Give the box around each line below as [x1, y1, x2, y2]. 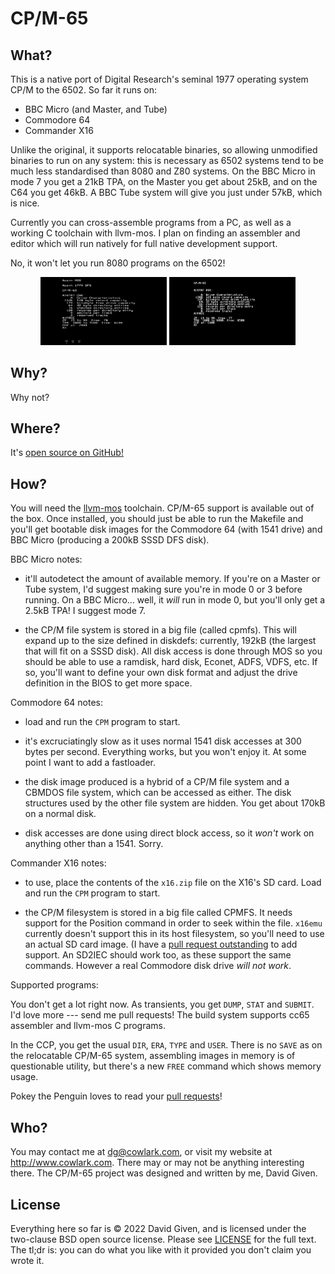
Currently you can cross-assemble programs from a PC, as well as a [10, 217, 292, 228]
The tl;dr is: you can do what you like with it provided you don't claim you [10, 1243, 312, 1256]
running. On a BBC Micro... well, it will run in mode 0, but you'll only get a [24, 594, 326, 606]
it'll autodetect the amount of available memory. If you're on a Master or [24, 573, 321, 585]
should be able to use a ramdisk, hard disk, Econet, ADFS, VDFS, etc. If [24, 656, 318, 668]
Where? [10, 420, 61, 437]
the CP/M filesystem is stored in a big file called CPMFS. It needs [24, 907, 293, 919]
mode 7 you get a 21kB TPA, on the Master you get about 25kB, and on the [10, 176, 318, 187]
